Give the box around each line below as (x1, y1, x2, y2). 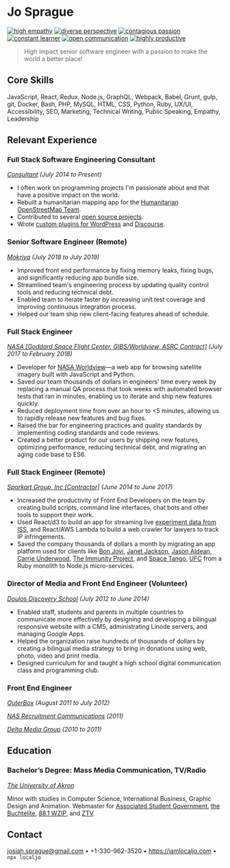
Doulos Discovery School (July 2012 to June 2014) (7, 594, 150, 603)
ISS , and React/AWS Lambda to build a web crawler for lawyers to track (16, 525, 219, 534)
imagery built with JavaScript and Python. (16, 371, 136, 379)
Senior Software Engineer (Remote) (7, 237, 128, 247)
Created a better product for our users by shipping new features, (16, 436, 200, 444)
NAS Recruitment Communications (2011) (7, 712, 124, 720)
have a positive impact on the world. (16, 191, 120, 199)
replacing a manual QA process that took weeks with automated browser (16, 385, 222, 393)
